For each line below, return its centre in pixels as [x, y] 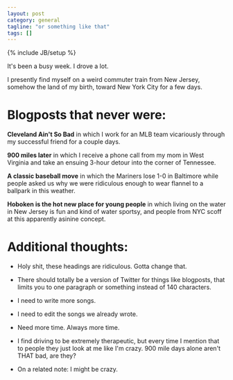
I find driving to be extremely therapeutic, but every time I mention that [118, 341]
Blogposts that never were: [87, 115]
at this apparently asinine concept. [57, 219]
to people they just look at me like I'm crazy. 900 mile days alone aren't [119, 349]
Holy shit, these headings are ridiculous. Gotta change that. [102, 266]
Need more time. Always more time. [68, 328]
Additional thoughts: [68, 247]
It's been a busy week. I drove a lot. [58, 66]
